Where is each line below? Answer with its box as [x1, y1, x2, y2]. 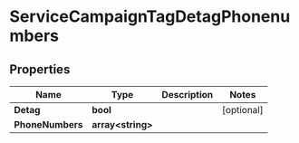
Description [161, 89, 214, 100]
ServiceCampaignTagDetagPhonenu [9, 6, 291, 27]
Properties [9, 62, 71, 77]
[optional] [221, 104, 265, 116]
